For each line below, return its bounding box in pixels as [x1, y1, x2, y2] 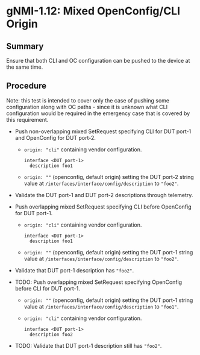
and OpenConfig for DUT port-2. [14, 134, 96, 141]
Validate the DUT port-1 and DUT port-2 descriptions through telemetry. [14, 191, 193, 198]
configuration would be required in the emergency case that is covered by [6, 110, 190, 117]
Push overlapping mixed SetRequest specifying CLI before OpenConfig [14, 203, 192, 210]
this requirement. [6, 116, 49, 123]
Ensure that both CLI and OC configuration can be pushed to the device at [6, 57, 190, 64]
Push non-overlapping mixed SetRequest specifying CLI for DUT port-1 [14, 128, 192, 135]
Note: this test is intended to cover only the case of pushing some [6, 96, 170, 104]
